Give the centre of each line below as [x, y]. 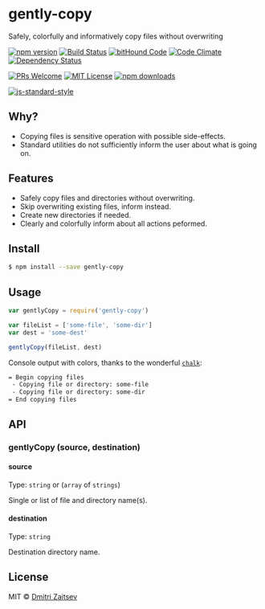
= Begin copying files [46, 377]
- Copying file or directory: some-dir [79, 392]
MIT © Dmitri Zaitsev [43, 596]
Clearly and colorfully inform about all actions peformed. [113, 223]
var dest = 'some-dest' [48, 333]
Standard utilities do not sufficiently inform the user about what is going [138, 145]
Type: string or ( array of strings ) [64, 484]
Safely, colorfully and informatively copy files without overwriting [116, 36]
